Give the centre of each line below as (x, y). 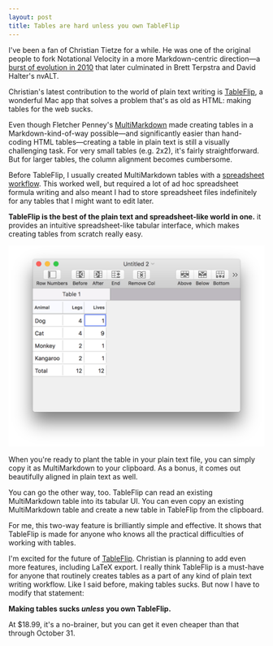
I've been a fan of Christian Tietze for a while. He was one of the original (130, 50)
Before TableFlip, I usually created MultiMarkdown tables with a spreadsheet (136, 175)
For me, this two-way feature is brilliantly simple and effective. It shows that (135, 526)
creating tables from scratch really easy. (76, 234)
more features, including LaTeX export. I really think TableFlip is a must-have (136, 567)
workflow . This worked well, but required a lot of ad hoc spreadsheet (123, 184)
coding (20, 141)
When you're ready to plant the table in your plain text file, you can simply (132, 460)
